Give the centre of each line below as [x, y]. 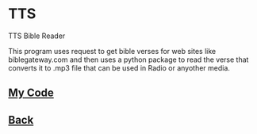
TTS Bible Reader [37, 36]
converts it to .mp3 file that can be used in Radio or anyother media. [119, 67]
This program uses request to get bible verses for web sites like [112, 51]
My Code [31, 93]
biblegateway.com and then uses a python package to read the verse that [128, 59]
